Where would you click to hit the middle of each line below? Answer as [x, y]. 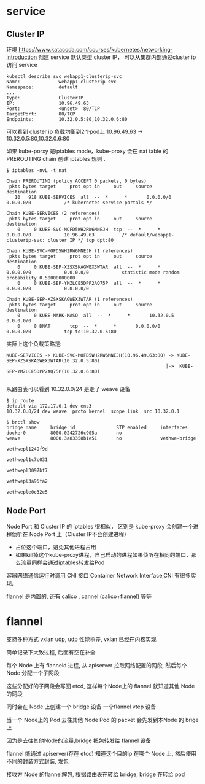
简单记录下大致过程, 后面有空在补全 [51, 652]
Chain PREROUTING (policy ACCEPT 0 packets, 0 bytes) [77, 181]
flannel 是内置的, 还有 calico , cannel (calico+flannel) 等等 [79, 596]
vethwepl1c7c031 [27, 460]
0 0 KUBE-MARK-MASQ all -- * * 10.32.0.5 [96, 316]
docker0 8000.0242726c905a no [64, 433]
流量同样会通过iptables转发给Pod [63, 562]
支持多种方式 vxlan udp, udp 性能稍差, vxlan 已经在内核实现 [81, 639]
